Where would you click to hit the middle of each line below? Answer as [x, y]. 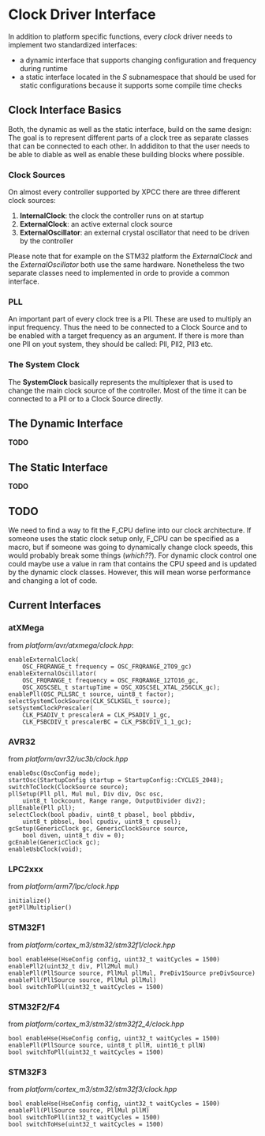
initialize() [30, 901]
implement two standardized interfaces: [73, 44]
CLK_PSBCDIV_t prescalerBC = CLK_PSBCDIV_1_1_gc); [107, 722]
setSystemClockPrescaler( [50, 708]
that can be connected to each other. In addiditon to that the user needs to [129, 146]
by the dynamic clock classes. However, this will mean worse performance [129, 572]
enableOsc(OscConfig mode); [54, 773]
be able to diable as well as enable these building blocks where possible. [126, 154]
